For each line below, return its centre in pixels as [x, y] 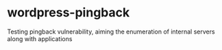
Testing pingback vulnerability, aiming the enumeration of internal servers [111, 32]
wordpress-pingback [69, 13]
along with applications [40, 38]
